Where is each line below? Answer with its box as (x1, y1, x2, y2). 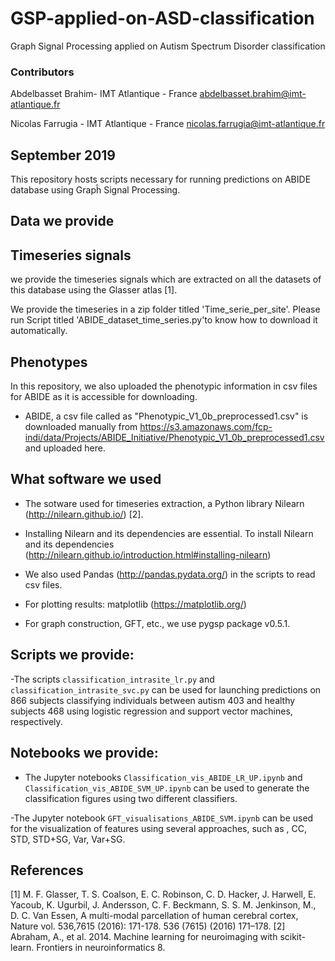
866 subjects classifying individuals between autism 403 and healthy (10, 694, 296, 706)
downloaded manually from (24, 421, 138, 433)
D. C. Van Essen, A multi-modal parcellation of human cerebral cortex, (10, 910, 299, 922)
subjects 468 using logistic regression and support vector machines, (10, 705, 293, 717)
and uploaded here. (24, 442, 106, 454)
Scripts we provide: (10, 647, 135, 664)
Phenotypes (10, 353, 88, 371)
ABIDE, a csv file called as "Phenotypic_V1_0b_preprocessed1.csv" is (24, 410, 309, 422)
